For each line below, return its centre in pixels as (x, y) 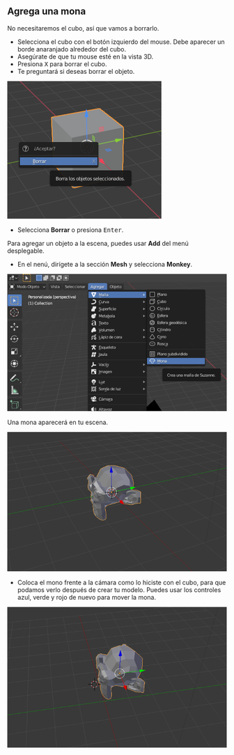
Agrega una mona (47, 11)
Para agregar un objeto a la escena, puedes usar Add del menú (98, 243)
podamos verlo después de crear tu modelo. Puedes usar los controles (119, 590)
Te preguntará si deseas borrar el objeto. (76, 71)
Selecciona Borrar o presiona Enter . (70, 230)
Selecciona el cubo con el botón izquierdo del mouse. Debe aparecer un (121, 42)
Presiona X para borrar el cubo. (62, 64)
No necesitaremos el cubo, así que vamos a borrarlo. (83, 28)
